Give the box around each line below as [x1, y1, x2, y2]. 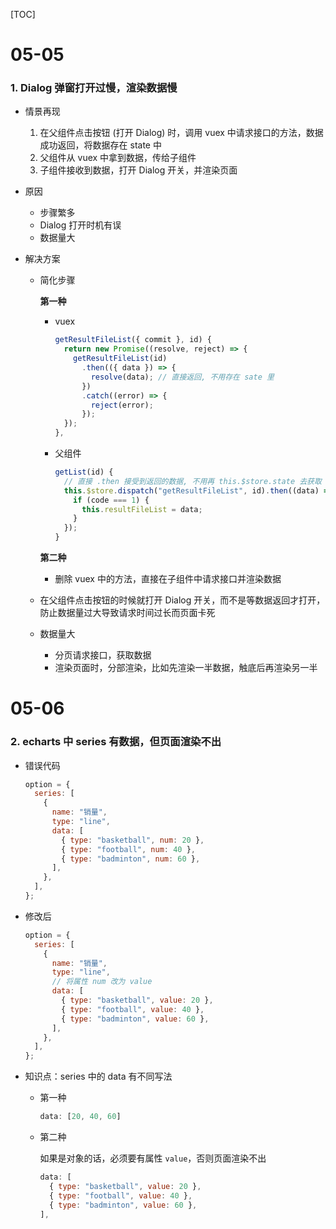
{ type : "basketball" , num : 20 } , [61, 835, 205, 845]
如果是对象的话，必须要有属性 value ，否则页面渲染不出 [39, 1152, 267, 1164]
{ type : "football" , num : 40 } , [61, 844, 196, 854]
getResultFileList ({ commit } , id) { [54, 335, 212, 345]
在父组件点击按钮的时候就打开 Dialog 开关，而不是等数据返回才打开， [39, 594, 326, 606]
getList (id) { [54, 467, 114, 478]
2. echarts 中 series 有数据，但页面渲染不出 [10, 735, 222, 749]
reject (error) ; [90, 400, 154, 410]
